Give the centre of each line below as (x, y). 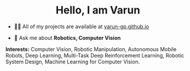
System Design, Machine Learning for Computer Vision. (73, 62)
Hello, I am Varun (98, 10)
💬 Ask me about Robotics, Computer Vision (67, 38)
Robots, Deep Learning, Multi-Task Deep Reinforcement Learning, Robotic (95, 55)
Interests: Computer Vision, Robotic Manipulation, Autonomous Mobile (91, 49)
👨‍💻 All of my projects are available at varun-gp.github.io (82, 26)
